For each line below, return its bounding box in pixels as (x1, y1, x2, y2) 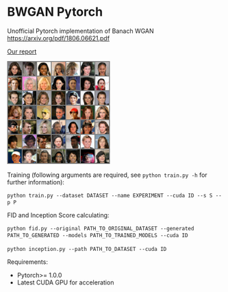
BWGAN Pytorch (7, 4, 103, 20)
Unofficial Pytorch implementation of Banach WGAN (7, 27, 154, 35)
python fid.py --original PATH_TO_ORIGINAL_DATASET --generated (7, 225, 194, 232)
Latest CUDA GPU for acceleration (16, 278, 114, 287)
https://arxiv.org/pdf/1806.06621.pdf (7, 34, 110, 42)
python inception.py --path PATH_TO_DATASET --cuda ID (7, 245, 167, 252)
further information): (7, 178, 65, 186)
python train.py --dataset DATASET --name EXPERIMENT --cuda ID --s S (7, 192, 213, 199)
